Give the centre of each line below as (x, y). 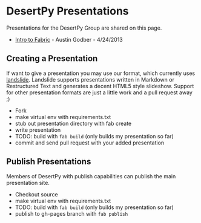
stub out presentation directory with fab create (73, 123)
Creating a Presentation (52, 59)
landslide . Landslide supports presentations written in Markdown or (90, 79)
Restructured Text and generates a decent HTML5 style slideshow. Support (100, 86)
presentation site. (28, 183)
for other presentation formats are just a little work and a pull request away (99, 92)
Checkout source (37, 194)
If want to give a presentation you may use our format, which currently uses (101, 73)
